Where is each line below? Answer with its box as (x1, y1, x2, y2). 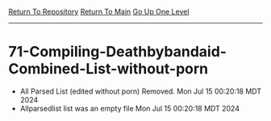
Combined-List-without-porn (8, 60, 209, 78)
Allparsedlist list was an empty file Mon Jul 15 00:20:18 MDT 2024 (19, 103, 240, 113)
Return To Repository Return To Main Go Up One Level (8, 7, 190, 16)
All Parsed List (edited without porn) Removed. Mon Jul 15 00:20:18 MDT (19, 86, 262, 96)
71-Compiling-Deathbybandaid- (8, 43, 227, 61)
